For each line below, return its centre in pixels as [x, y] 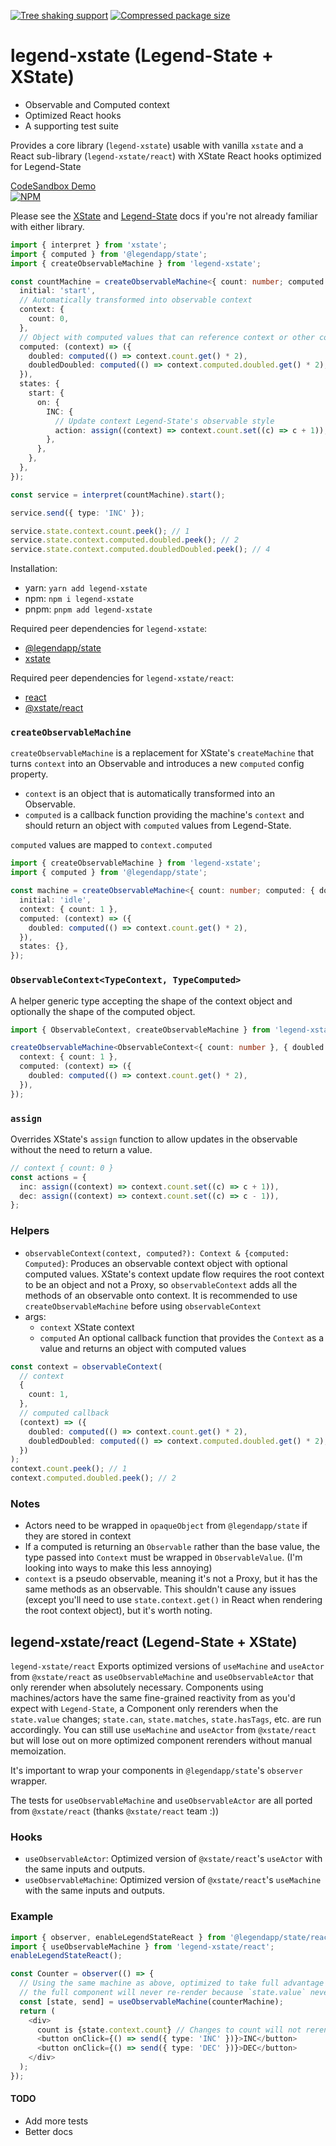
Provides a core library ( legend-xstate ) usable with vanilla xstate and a [157, 145]
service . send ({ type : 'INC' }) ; [77, 513]
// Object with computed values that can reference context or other [167, 337]
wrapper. [29, 1781]
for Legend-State [46, 166]
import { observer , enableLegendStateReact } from [118, 1937]
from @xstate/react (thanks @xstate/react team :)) [115, 1811]
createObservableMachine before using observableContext [143, 1306]
